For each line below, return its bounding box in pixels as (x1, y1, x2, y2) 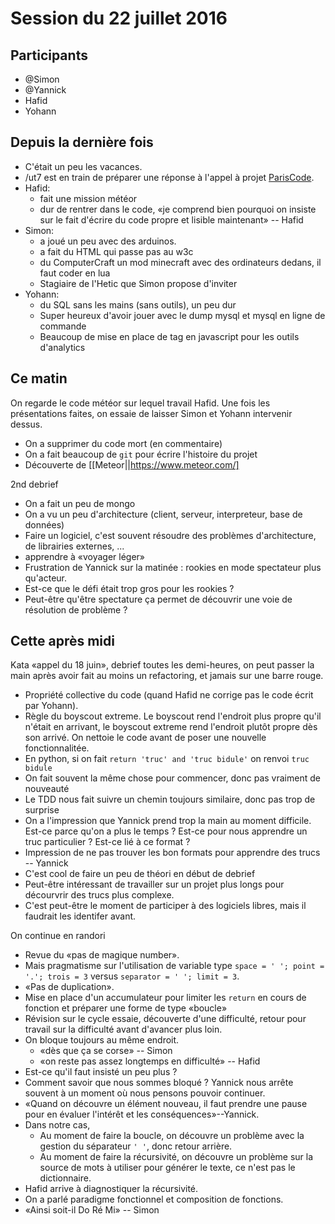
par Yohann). (24, 700, 79, 712)
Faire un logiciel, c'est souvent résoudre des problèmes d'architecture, (24, 529, 317, 541)
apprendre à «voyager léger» (24, 550, 145, 562)
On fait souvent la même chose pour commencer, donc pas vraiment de (24, 772, 321, 784)
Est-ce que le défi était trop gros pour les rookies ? (24, 582, 235, 594)
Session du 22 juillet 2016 (10, 7, 228, 30)
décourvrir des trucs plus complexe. (24, 889, 175, 901)
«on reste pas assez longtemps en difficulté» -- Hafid (39, 1055, 261, 1067)
